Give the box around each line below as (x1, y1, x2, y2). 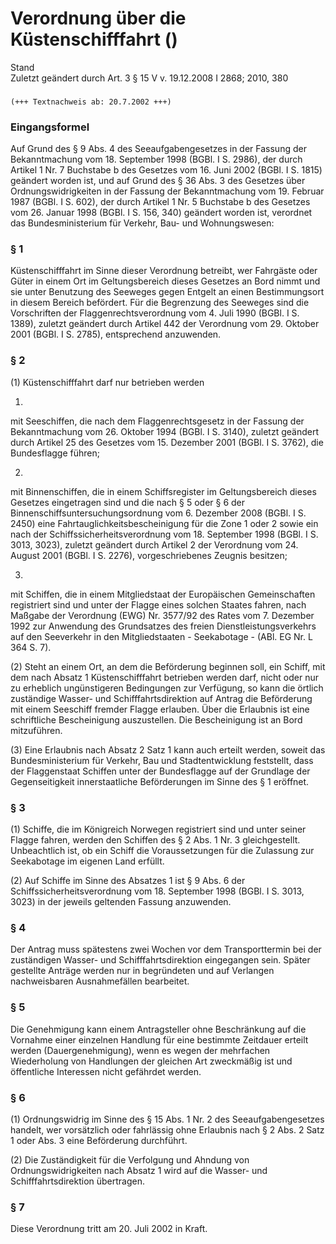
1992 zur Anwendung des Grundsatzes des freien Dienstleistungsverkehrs (10, 620, 317, 632)
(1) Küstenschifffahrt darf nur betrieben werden (10, 376, 205, 388)
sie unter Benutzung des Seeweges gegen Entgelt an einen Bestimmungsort (10, 286, 325, 298)
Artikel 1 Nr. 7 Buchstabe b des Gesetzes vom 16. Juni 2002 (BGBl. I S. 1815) (10, 164, 323, 176)
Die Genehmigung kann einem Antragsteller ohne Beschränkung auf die (10, 1023, 307, 1035)
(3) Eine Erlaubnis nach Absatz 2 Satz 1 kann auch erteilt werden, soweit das (10, 743, 326, 756)
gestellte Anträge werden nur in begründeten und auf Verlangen (10, 965, 275, 977)
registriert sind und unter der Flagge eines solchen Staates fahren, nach (10, 598, 307, 611)
